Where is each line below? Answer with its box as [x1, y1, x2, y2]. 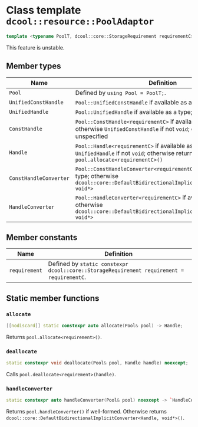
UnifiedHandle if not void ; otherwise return [75, 149, 193, 157]
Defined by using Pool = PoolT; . [75, 88, 166, 97]
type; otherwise [75, 172, 119, 180]
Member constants [6, 232, 78, 242]
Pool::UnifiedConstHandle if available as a [75, 98, 192, 106]
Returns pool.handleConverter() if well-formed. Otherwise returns [6, 408, 167, 415]
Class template [6, 4, 81, 17]
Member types [6, 61, 61, 71]
